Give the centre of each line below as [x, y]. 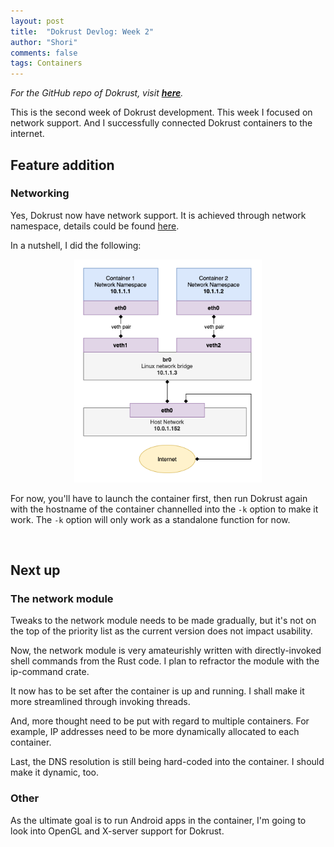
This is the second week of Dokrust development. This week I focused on [161, 112]
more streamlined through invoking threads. [100, 702]
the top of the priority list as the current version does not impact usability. [161, 631]
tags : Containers [46, 63]
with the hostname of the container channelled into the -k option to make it [164, 509]
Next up [35, 570]
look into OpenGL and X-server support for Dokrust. [117, 831]
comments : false [44, 53]
